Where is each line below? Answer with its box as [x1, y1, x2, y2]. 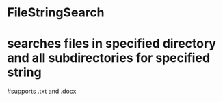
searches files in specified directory [7, 36, 217, 52]
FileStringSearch [7, 5, 105, 20]
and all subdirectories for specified [7, 50, 211, 66]
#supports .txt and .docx [7, 87, 77, 96]
